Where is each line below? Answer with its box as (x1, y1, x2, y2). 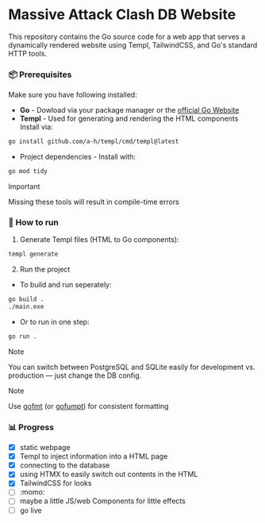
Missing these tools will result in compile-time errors (8, 197, 180, 206)
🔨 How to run (8, 217, 60, 228)
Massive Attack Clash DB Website (8, 6, 236, 24)
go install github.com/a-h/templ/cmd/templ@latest (8, 137, 179, 146)
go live (19, 506, 42, 515)
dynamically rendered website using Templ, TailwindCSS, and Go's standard (8, 40, 258, 49)
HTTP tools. (8, 48, 48, 58)
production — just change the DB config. (8, 371, 142, 380)
